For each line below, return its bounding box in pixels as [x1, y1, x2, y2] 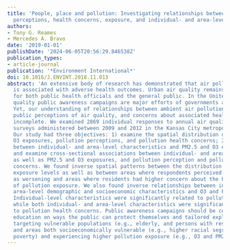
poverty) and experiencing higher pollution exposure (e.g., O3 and [13, 233, 213, 240]
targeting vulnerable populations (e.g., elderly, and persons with [13, 220, 213, 227]
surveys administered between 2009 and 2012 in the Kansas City [13, 125, 201, 132]
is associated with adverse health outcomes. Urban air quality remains [13, 86, 225, 93]
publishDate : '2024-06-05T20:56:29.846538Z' [7, 49, 136, 55]
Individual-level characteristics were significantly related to [13, 195, 204, 202]
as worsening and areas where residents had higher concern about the [13, 175, 219, 182]
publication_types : [7, 55, 63, 62]
